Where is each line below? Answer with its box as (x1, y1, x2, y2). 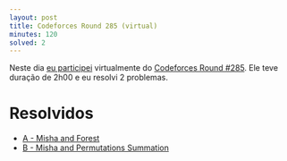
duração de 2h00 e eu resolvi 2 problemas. (9, 72, 168, 83)
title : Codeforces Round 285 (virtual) (9, 21, 158, 30)
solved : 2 (9, 38, 46, 47)
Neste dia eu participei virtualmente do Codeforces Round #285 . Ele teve (9, 63, 279, 73)
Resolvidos (9, 104, 94, 123)
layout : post (9, 13, 58, 22)
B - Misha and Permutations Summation (21, 142, 170, 153)
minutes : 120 (9, 30, 58, 38)
